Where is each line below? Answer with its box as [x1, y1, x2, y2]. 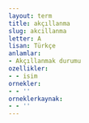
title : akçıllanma [8, 19, 70, 28]
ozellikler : [8, 65, 49, 73]
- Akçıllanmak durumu [8, 57, 82, 66]
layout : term [8, 11, 53, 20]
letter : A [8, 34, 42, 43]
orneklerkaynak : [8, 95, 63, 103]
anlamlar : [8, 49, 42, 57]
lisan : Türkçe [8, 42, 57, 50]
